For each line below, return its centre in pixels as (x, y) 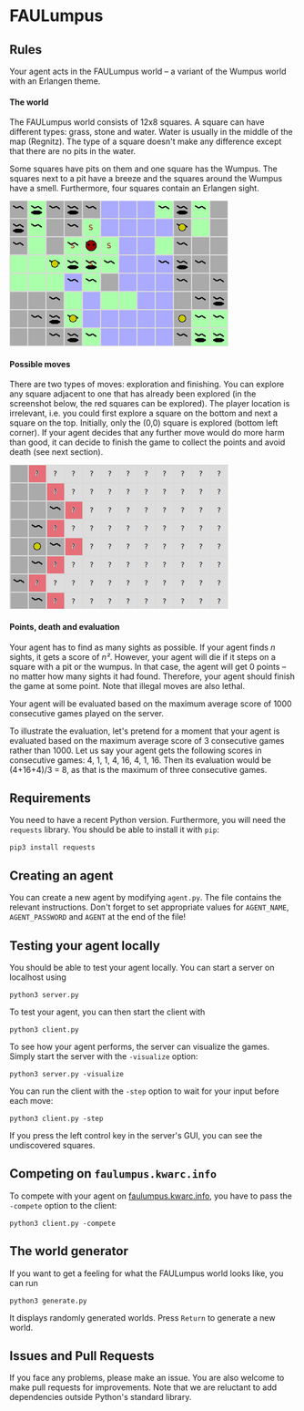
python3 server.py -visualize (67, 1075)
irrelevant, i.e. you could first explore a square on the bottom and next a (144, 413)
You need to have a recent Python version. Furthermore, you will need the (148, 820)
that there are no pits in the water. (73, 151)
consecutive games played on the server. (87, 713)
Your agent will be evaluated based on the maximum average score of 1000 (151, 704)
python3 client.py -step (56, 1119)
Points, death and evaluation (65, 627)
